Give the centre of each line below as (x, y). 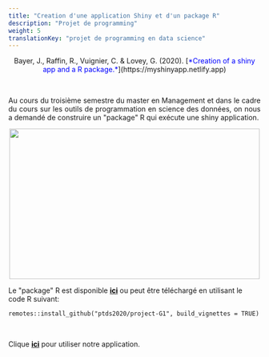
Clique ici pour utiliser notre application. (74, 344)
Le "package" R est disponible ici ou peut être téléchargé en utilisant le (125, 290)
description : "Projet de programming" (73, 23)
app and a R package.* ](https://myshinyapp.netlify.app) (134, 70)
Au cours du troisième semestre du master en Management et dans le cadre (134, 100)
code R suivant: (34, 299)
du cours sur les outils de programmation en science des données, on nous (134, 109)
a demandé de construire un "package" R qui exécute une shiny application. (134, 118)
